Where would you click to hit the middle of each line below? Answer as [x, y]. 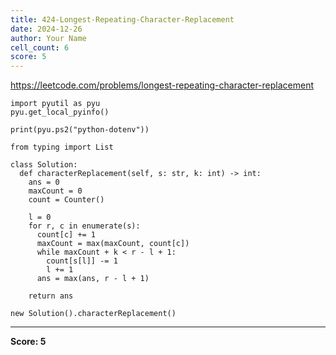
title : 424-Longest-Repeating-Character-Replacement [122, 19]
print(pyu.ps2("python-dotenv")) [80, 130]
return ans [51, 296]
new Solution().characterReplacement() [93, 314]
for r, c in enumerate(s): [84, 226]
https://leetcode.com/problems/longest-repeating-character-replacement [162, 85]
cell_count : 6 [40, 47]
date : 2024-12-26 [46, 29]
